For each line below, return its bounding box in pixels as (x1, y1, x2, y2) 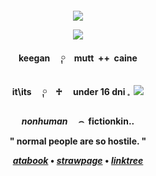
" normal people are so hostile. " (9, 135, 147, 147)
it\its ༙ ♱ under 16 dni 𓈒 (11, 85, 130, 97)
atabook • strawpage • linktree (12, 154, 144, 166)
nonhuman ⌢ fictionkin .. (21, 115, 135, 127)
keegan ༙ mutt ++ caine (18, 52, 138, 64)
